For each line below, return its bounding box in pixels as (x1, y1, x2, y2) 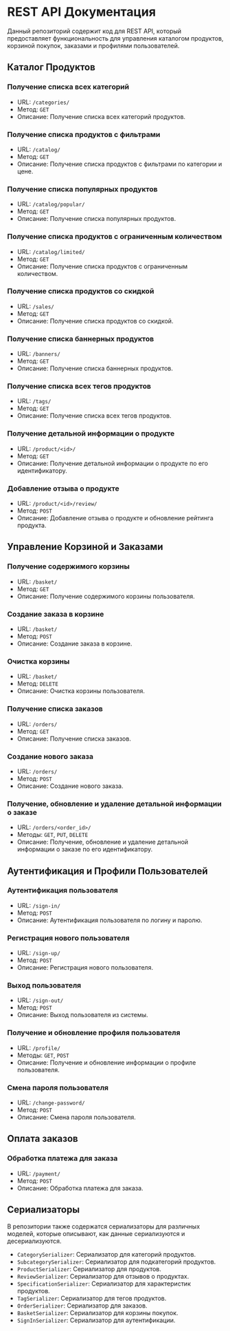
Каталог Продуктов (7, 61, 96, 73)
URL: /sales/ (16, 302, 55, 310)
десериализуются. (7, 1237, 62, 1245)
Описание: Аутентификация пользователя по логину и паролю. (16, 916, 203, 924)
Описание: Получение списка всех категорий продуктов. (16, 112, 186, 120)
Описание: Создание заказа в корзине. (16, 639, 133, 648)
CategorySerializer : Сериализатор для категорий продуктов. (16, 1250, 196, 1258)
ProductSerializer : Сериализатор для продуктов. (16, 1264, 161, 1273)
